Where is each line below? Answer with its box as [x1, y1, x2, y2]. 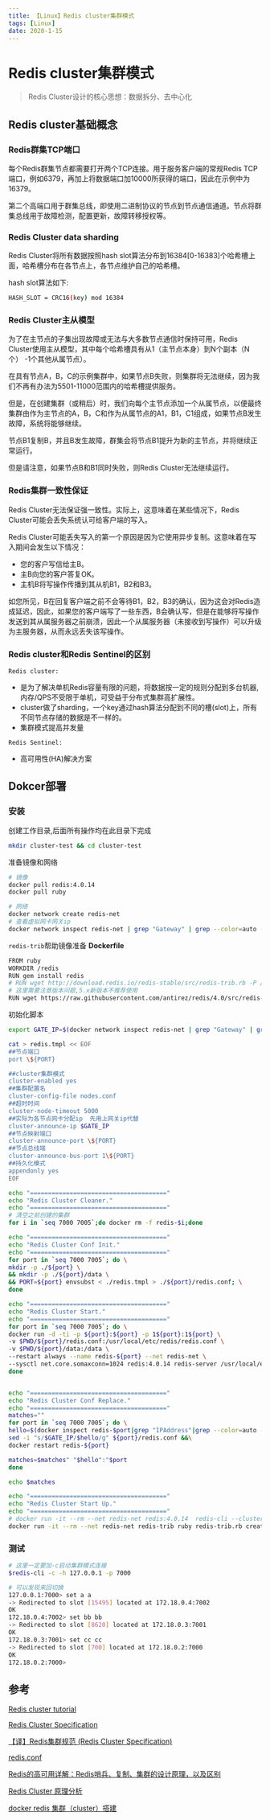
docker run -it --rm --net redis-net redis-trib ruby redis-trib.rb [8, 1522, 243, 1530]
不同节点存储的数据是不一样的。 [19, 713, 126, 722]
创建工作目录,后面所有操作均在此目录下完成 [8, 825, 152, 835]
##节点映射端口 [8, 1129, 52, 1138]
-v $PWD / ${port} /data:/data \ [8, 1345, 110, 1354]
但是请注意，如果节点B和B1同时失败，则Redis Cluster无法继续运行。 [8, 463, 234, 473]
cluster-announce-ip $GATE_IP [8, 1122, 110, 1130]
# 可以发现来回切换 [8, 1584, 64, 1592]
